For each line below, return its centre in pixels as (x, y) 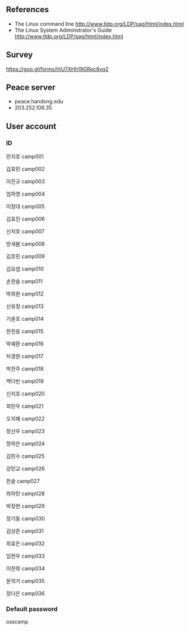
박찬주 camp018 (25, 369)
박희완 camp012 (25, 294)
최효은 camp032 (25, 543)
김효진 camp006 (25, 219)
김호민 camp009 (25, 256)
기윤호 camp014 (25, 319)
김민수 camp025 (25, 456)
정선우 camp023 (25, 431)
